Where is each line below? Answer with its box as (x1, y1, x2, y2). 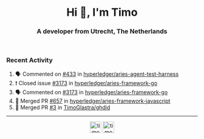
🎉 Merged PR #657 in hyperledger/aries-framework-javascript (15, 97, 171, 104)
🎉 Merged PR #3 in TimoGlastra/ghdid (15, 103, 110, 111)
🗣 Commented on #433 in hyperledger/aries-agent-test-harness (15, 70, 179, 78)
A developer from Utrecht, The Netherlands (36, 27, 168, 36)
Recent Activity (6, 56, 53, 64)
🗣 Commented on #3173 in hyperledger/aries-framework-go (15, 88, 168, 96)
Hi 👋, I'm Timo (66, 5, 138, 19)
